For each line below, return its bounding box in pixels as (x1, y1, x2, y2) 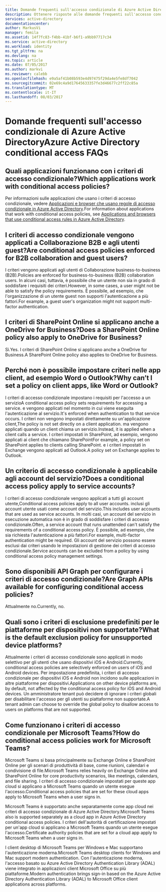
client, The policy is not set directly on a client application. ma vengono (5, 421, 149, 427)
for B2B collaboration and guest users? (5, 254, 128, 262)
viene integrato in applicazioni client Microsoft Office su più (5, 865, 126, 871)
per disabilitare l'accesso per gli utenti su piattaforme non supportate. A (5, 696, 150, 702)
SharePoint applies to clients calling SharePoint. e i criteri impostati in (5, 442, 146, 447)
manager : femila (5, 30, 39, 35)
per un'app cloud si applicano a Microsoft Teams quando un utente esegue (5, 824, 158, 830)
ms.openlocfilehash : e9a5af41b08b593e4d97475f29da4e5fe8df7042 (5, 76, 138, 81)
